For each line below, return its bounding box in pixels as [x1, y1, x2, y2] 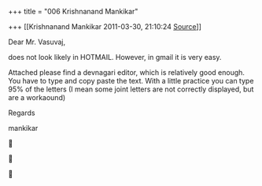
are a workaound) [8, 93, 66, 102]
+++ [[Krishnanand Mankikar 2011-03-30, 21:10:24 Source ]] [8, 22, 202, 31]
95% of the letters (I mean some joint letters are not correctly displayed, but [8, 84, 254, 94]
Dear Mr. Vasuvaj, [8, 37, 66, 46]
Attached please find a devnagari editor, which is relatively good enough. [8, 68, 245, 77]
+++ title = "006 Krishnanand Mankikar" [8, 7, 138, 16]
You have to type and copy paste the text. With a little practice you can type [8, 76, 254, 85]
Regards [8, 108, 35, 117]
